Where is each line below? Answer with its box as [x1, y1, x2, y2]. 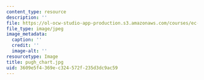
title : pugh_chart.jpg [6, 59, 64, 65]
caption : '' [12, 37, 42, 43]
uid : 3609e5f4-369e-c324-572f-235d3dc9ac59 [6, 64, 118, 71]
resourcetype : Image [6, 54, 59, 60]
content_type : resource [6, 8, 67, 15]
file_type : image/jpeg [6, 25, 64, 32]
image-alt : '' [12, 48, 47, 54]
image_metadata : [6, 31, 47, 37]
